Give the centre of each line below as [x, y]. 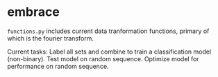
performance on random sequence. [58, 66]
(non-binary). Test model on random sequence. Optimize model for [103, 58]
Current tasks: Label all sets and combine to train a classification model [109, 52]
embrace [34, 12]
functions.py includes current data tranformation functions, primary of [108, 31]
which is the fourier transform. [50, 38]
